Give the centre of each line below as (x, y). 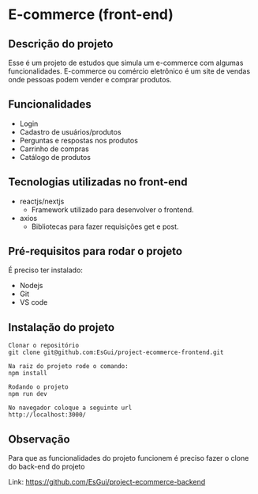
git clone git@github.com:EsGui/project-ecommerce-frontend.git (116, 353)
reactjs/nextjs (42, 201)
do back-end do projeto (47, 467)
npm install (28, 374)
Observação (39, 439)
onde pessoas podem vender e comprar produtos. (90, 80)
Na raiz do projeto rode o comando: (68, 367)
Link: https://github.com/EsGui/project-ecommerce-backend (107, 482)
